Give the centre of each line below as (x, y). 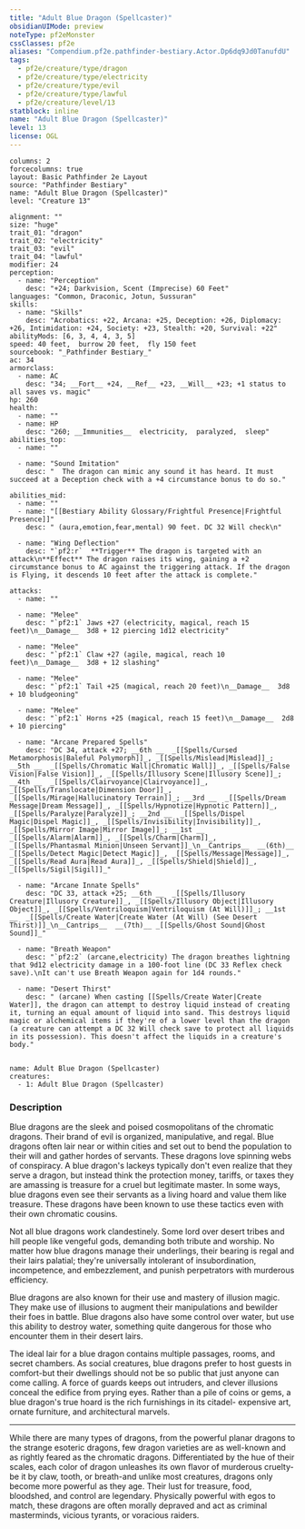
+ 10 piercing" (38, 726)
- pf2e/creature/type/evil (69, 86)
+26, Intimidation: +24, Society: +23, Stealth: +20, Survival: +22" (144, 328)
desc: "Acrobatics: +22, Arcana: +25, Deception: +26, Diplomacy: (154, 320)
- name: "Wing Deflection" (69, 543)
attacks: (26, 591)
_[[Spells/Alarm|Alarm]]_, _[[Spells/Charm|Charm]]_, (113, 838)
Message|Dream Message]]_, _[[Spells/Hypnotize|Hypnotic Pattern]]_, (144, 806)
